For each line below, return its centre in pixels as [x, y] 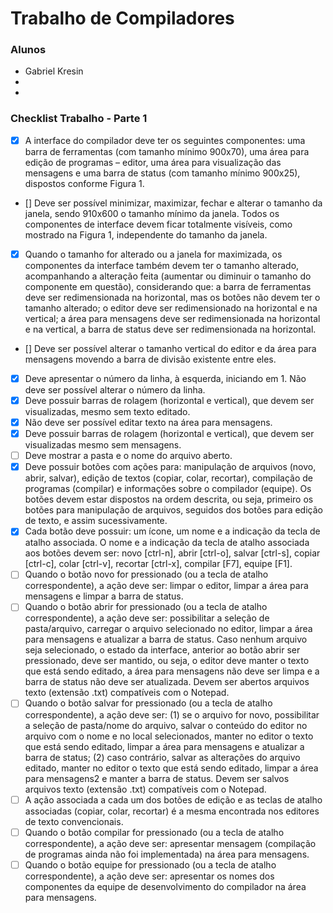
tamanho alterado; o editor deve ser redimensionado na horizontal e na [171, 308]
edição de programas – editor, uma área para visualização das [153, 162]
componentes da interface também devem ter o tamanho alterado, [162, 265]
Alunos [28, 50]
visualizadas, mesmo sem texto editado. [107, 412]
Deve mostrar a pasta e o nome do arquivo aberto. [128, 456]
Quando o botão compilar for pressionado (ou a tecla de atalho [154, 832]
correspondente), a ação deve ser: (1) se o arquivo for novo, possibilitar [172, 714]
